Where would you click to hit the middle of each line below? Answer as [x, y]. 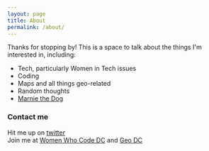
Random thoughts [44, 91]
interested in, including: [41, 55]
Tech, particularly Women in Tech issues [77, 69]
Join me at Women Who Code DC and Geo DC [75, 140]
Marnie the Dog [40, 99]
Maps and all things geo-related [64, 84]
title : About [27, 21]
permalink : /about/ [36, 27]
